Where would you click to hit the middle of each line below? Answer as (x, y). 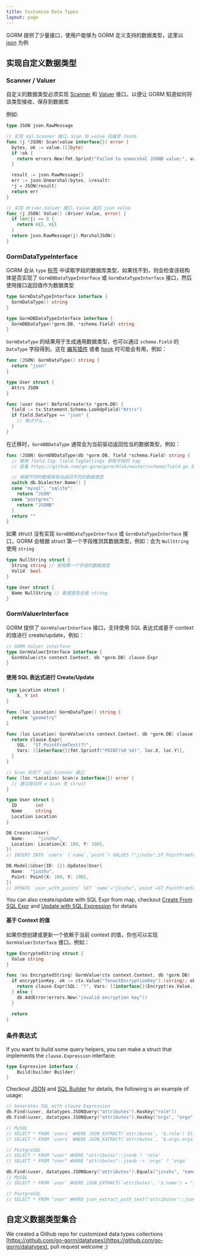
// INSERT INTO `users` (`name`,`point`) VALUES (68, 855)
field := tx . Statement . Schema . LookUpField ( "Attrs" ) (77, 410)
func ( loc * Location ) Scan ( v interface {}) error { (70, 778)
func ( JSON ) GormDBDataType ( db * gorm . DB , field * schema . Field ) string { (98, 455)
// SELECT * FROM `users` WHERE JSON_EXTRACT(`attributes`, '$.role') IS (100, 1134)
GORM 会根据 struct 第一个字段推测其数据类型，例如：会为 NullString (103, 541)
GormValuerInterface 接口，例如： (48, 942)
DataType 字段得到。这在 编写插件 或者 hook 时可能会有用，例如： (87, 349)
